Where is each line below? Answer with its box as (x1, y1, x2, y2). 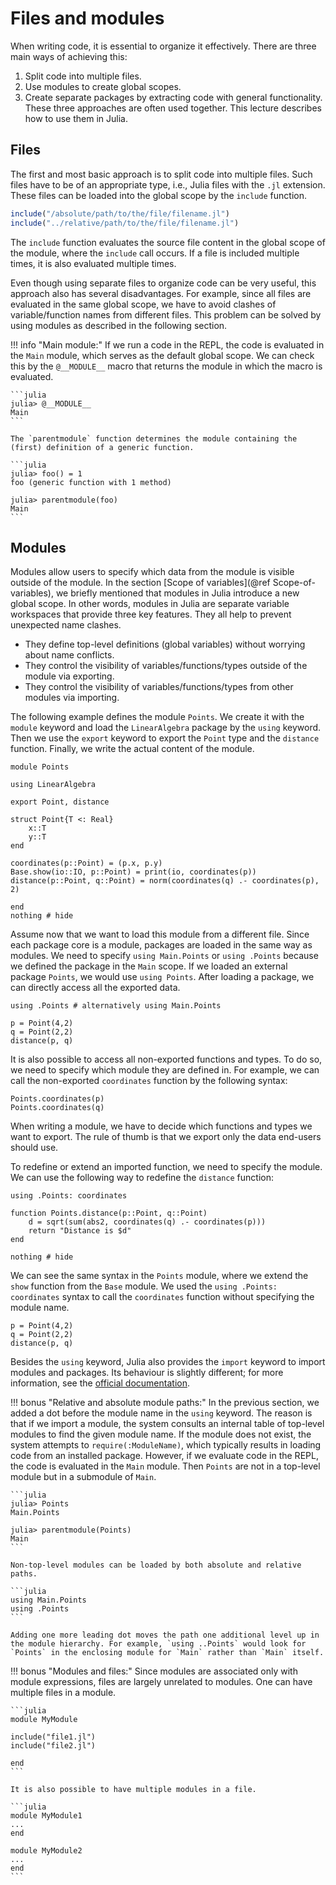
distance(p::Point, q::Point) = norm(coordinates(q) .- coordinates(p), (10, 876, 320, 886)
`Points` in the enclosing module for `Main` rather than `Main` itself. (10, 1648, 325, 1658)
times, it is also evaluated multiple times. (10, 257, 177, 269)
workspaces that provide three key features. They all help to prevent (10, 608, 292, 621)
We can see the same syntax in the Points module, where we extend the (10, 1270, 309, 1282)
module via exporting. (24, 670, 115, 682)
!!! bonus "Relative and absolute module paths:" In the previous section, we (10, 1397, 320, 1409)
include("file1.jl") (10, 1732, 97, 1742)
